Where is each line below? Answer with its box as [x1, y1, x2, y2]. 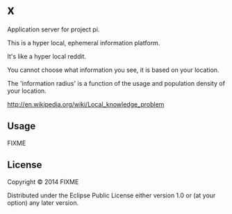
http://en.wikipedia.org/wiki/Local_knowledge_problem [7, 100, 165, 108]
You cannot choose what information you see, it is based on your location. [7, 66, 219, 74]
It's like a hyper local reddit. [7, 52, 87, 61]
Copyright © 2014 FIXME [7, 177, 79, 186]
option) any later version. [7, 198, 78, 207]
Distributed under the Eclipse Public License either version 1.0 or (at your [7, 191, 216, 199]
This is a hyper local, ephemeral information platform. [7, 38, 160, 47]
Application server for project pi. [7, 25, 100, 33]
